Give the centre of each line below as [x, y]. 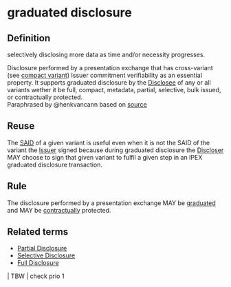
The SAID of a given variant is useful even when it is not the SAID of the [109, 142]
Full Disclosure [38, 263]
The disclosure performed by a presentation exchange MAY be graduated [112, 203]
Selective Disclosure [46, 255]
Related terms [38, 232]
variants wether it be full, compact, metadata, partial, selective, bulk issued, [114, 90]
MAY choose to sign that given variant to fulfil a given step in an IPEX [105, 157]
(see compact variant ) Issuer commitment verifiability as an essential [105, 75]
